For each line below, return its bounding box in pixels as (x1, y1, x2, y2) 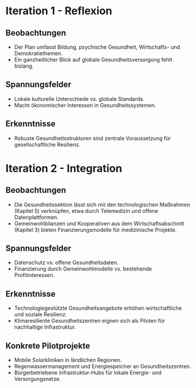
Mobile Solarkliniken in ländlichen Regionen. (14, 357, 122, 364)
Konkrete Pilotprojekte (5, 341, 91, 351)
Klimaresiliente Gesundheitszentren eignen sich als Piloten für (14, 317, 165, 325)
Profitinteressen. (14, 272, 55, 279)
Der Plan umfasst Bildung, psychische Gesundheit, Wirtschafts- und (14, 43, 181, 50)
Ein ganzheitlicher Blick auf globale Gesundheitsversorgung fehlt (14, 56, 173, 63)
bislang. (14, 62, 34, 69)
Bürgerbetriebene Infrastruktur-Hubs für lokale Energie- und (14, 369, 162, 376)
